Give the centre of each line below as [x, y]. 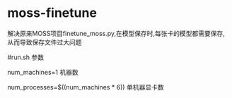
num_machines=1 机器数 [43, 72]
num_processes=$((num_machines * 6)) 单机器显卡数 [86, 87]
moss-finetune [52, 13]
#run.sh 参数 [26, 57]
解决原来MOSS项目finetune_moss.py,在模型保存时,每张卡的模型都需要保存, [116, 33]
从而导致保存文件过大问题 [45, 42]
